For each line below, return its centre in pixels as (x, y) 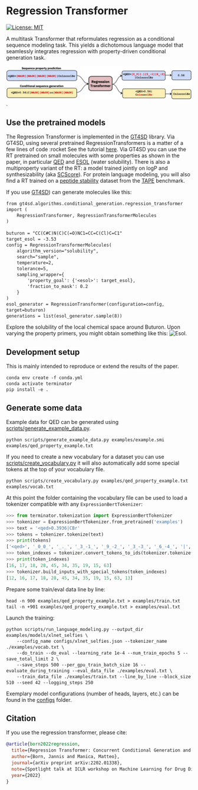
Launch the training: (30, 618)
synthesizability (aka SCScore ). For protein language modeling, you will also (98, 174)
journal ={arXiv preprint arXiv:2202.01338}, (67, 763)
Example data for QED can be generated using (62, 422)
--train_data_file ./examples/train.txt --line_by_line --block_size (104, 676)
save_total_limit (27, 659)
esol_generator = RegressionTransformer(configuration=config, (85, 305)
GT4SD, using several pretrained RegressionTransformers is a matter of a (95, 143)
